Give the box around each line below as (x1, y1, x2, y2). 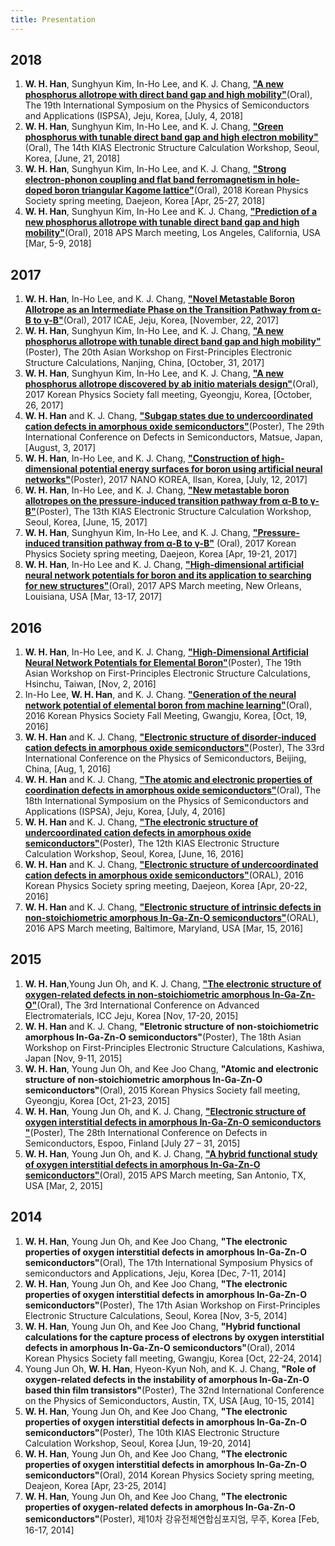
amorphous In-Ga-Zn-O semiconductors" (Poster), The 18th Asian (24, 1031, 302, 1043)
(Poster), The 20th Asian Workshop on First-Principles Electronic (24, 346, 293, 358)
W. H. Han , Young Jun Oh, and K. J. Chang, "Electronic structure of (24, 1105, 307, 1117)
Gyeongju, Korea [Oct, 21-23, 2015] (24, 1094, 171, 1106)
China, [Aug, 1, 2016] (24, 763, 111, 775)
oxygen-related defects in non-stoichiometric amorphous (24, 988, 271, 1000)
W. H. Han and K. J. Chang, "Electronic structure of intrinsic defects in (24, 901, 322, 913)
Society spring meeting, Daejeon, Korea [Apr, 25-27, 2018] (24, 195, 266, 207)
